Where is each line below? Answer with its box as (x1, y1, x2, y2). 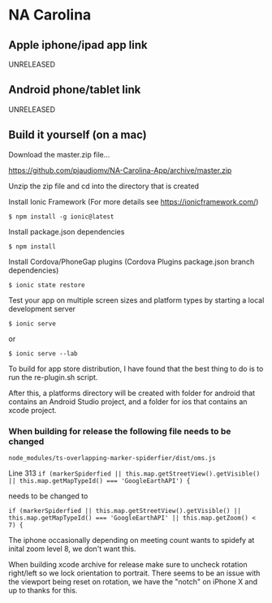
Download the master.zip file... (8, 149, 110, 159)
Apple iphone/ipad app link (8, 38, 148, 52)
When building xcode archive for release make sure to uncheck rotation (8, 559, 248, 569)
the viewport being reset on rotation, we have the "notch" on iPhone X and (8, 576, 258, 586)
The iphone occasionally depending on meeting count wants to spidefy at (8, 535, 255, 545)
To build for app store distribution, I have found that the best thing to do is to (8, 364, 264, 373)
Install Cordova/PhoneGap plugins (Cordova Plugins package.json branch (8, 256, 255, 266)
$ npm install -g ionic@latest (8, 213, 114, 221)
